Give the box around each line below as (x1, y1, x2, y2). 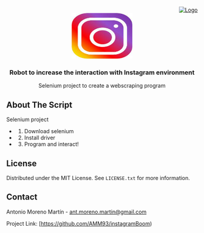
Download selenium (24, 128, 74, 135)
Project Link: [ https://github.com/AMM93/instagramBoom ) (6, 220, 152, 227)
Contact (6, 192, 38, 203)
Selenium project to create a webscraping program (38, 82, 166, 89)
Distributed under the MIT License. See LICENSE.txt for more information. (6, 174, 190, 181)
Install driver (24, 134, 56, 142)
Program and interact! (24, 141, 79, 148)
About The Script (6, 100, 73, 110)
